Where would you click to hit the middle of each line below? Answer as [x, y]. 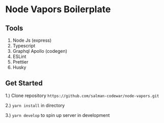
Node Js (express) [32, 40]
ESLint [19, 56]
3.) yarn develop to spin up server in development [58, 115]
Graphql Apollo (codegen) [40, 51]
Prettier [20, 62]
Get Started [24, 83]
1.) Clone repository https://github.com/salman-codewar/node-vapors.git [82, 96]
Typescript [24, 46]
